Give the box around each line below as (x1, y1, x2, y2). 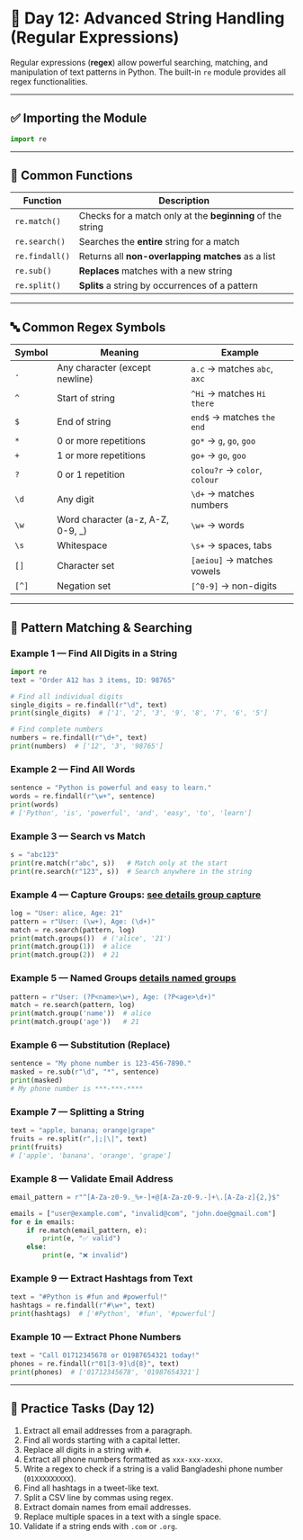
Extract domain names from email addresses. (22, 1501, 192, 1512)
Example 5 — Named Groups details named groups (10, 972, 236, 985)
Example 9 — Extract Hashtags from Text (10, 1272, 193, 1284)
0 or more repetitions (56, 435, 147, 447)
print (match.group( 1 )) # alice (10, 942, 131, 951)
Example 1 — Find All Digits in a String (10, 647, 178, 660)
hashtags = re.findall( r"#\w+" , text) (10, 1301, 156, 1310)
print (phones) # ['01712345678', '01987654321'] (10, 1367, 201, 1376)
